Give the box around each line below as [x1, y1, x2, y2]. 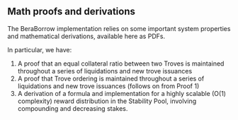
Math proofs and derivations [7, 6, 136, 18]
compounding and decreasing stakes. [17, 104, 128, 112]
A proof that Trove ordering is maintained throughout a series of [17, 74, 205, 83]
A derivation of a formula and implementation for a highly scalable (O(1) [17, 89, 227, 97]
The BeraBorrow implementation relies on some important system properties [7, 24, 231, 32]
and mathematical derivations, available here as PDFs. [7, 32, 165, 40]
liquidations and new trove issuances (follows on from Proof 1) [17, 81, 200, 90]
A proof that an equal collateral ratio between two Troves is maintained [17, 59, 225, 68]
